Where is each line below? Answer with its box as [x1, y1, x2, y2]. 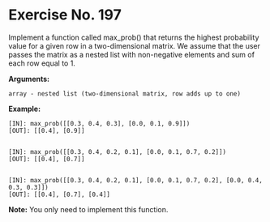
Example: [8, 104, 41, 113]
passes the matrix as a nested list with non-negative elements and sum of [8, 49, 255, 59]
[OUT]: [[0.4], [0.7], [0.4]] [8, 190, 111, 199]
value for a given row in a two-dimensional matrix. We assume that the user [8, 41, 261, 50]
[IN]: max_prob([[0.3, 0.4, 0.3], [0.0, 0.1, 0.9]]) [8, 119, 191, 127]
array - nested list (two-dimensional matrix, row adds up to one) [8, 89, 242, 98]
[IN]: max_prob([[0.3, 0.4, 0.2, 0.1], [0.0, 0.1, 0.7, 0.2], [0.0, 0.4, [8, 176, 264, 184]
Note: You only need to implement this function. [8, 204, 169, 214]
